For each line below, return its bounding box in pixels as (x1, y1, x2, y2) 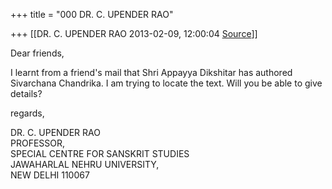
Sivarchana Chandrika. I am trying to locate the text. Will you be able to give (10, 77, 323, 89)
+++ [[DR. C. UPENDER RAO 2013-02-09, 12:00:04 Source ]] (10, 28, 258, 39)
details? (10, 88, 43, 99)
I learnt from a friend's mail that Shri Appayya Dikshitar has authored (10, 67, 293, 78)
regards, (10, 107, 45, 119)
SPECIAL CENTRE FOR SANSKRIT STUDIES (10, 148, 190, 159)
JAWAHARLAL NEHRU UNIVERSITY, (10, 159, 160, 170)
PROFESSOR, (10, 137, 66, 149)
